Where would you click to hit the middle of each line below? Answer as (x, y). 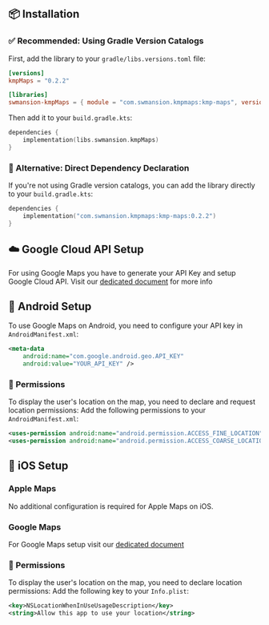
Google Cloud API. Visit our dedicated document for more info (110, 281)
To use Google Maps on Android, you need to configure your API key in (126, 326)
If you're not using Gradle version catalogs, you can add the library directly (132, 185)
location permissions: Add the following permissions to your (107, 410)
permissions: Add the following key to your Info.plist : (99, 591)
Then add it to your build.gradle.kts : (70, 118)
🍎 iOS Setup (38, 466)
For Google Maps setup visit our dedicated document (96, 545)
